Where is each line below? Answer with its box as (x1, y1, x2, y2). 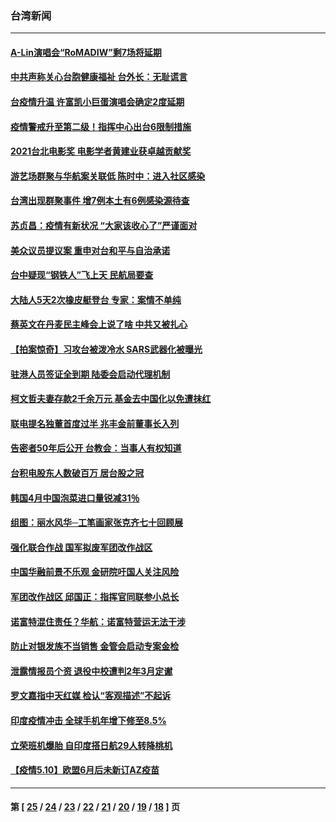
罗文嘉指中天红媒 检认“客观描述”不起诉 (10, 690, 172, 702)
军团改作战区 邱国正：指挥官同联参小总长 (10, 590, 180, 602)
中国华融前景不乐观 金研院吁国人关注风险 (10, 566, 180, 578)
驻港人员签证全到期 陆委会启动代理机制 (10, 368, 171, 380)
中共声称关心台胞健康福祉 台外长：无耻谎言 (10, 71, 188, 83)
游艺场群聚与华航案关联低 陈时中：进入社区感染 (10, 170, 206, 182)
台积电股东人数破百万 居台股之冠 (10, 467, 145, 479)
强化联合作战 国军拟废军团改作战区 (10, 541, 153, 553)
